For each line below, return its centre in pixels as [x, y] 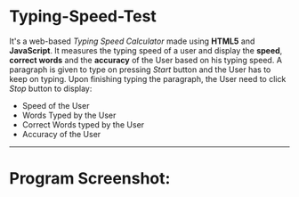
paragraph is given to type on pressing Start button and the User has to [140, 70]
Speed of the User [56, 105]
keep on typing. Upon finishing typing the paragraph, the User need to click [148, 78]
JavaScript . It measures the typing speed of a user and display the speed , [146, 50]
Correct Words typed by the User [83, 124]
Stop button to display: [51, 88]
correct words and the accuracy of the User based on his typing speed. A [146, 60]
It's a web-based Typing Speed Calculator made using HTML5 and [132, 41]
